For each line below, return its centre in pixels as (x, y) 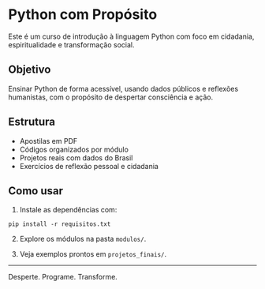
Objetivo (30, 70)
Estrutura (32, 122)
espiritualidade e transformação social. (71, 44)
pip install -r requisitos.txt (60, 224)
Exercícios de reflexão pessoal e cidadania (89, 166)
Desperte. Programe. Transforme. (63, 277)
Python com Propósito (83, 15)
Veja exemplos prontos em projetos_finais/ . (93, 254)
